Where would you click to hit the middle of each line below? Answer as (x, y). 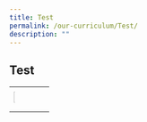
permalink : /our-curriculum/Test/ (74, 26)
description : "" (39, 34)
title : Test (31, 17)
